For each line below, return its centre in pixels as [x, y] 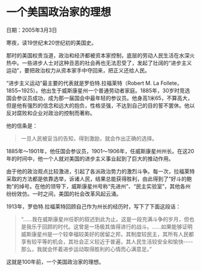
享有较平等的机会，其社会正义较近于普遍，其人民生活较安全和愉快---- [107, 241]
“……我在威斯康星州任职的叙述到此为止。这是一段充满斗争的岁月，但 [105, 219]
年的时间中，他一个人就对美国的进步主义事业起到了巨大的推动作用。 [90, 159]
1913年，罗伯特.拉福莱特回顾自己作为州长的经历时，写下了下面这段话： [94, 206]
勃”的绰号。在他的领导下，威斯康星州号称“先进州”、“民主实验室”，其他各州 [98, 186]
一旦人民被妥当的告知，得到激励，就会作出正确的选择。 [89, 138]
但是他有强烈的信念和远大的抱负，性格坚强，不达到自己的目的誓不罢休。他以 [100, 105]
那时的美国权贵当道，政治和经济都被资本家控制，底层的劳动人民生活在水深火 [100, 55]
